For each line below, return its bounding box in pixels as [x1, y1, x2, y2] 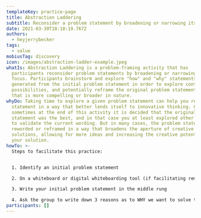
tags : [6, 43, 20, 49]
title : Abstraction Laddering [6, 14, 82, 20]
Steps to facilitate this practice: [11, 148, 103, 154]
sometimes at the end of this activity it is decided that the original [11, 109, 197, 115]
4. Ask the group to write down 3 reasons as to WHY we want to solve [11, 197, 191, 203]
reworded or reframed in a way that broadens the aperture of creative [11, 126, 194, 132]
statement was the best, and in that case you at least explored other [11, 115, 194, 121]
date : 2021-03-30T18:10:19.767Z [6, 25, 87, 32]
